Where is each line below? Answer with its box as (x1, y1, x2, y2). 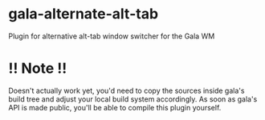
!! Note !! (8, 59, 67, 78)
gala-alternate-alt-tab (8, 5, 159, 23)
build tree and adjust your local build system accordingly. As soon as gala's (8, 94, 258, 104)
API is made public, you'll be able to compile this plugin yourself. (8, 102, 222, 112)
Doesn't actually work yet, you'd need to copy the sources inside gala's (8, 86, 245, 95)
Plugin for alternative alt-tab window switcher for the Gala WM (8, 31, 215, 41)
